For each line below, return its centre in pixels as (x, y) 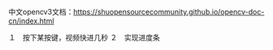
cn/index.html (31, 21)
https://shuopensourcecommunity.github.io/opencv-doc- (169, 12)
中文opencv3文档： (41, 12)
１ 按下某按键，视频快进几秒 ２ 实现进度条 (84, 37)
